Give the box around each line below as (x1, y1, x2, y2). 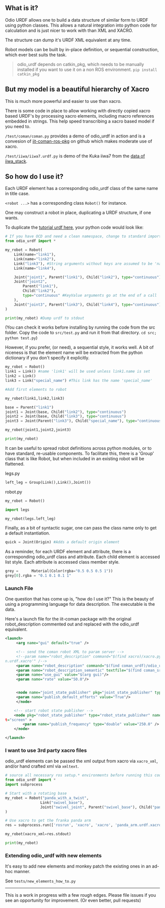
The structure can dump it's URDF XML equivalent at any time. (5, 37, 132, 43)
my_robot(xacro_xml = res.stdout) (5, 832, 71, 837)
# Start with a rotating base (5, 791, 67, 796)
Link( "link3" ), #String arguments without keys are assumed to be (14, 261, 153, 266)
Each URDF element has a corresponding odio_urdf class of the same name (5, 186, 158, 191)
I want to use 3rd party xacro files (5, 747, 87, 754)
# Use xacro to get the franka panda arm (5, 818, 91, 823)
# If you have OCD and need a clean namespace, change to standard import (5, 234, 162, 239)
